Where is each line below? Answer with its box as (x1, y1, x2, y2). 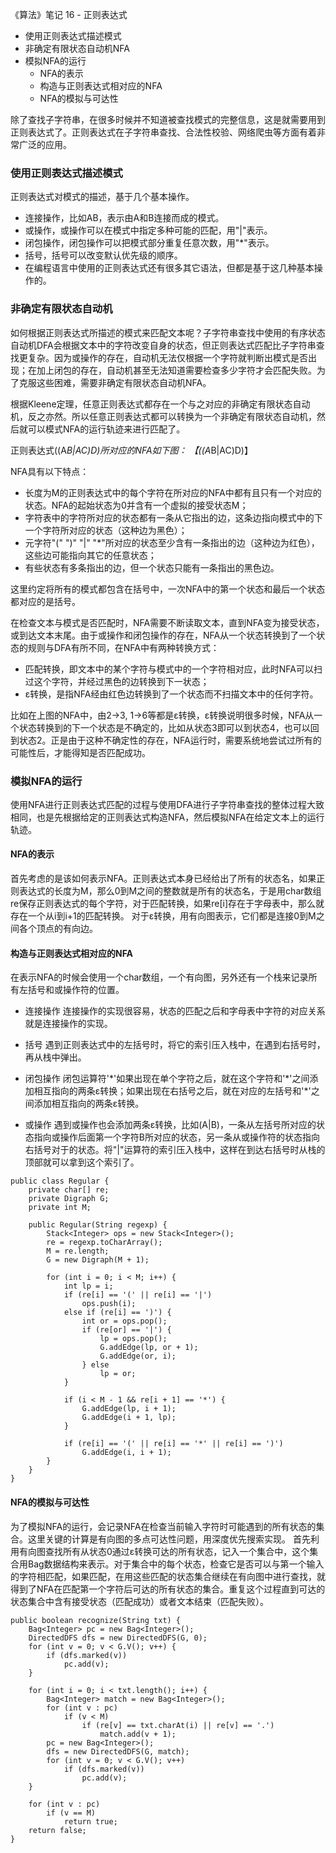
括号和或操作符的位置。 (27, 984, 125, 996)
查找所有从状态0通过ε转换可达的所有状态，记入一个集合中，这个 (44, 1545, 310, 1557)
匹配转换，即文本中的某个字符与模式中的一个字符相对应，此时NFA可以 (24, 663, 314, 675)
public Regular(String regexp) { (28, 1220, 168, 1230)
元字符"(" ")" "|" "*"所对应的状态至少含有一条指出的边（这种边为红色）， (24, 536, 320, 548)
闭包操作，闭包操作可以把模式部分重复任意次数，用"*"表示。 (24, 237, 275, 249)
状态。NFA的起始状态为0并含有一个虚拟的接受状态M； (24, 499, 249, 511)
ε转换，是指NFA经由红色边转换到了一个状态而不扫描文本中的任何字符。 (24, 688, 319, 700)
